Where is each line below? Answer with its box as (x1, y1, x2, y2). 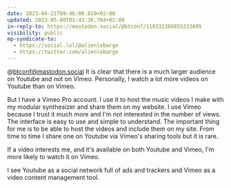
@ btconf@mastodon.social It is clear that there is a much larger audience (7, 67, 216, 76)
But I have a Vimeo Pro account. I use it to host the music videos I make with (7, 95, 224, 103)
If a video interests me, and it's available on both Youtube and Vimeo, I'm (7, 145, 214, 154)
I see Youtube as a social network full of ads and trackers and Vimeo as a (7, 166, 216, 174)
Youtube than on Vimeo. (7, 82, 76, 90)
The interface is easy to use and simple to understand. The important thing (7, 117, 220, 125)
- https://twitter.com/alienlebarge (13, 49, 119, 56)
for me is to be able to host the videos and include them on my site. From (7, 125, 215, 133)
